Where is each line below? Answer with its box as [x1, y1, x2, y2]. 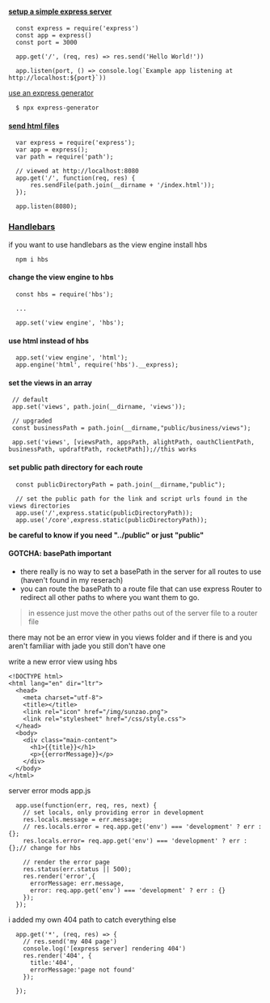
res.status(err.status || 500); [23, 865, 132, 873]
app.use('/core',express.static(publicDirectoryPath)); [15, 516, 208, 524]
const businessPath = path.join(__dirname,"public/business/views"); [11, 424, 251, 432]
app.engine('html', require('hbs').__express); [15, 361, 179, 369]
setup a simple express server [8, 6, 112, 16]
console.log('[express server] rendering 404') [23, 944, 186, 953]
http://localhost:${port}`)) [8, 74, 107, 83]
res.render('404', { [23, 951, 92, 959]
